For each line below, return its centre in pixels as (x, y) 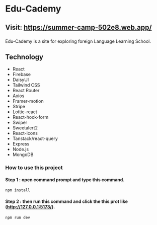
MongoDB (23, 155)
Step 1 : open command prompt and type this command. (65, 180)
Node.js (21, 149)
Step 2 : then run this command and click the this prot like (67, 201)
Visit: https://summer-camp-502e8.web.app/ (78, 27)
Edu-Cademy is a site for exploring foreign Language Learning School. (78, 41)
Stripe (19, 107)
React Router (26, 91)
